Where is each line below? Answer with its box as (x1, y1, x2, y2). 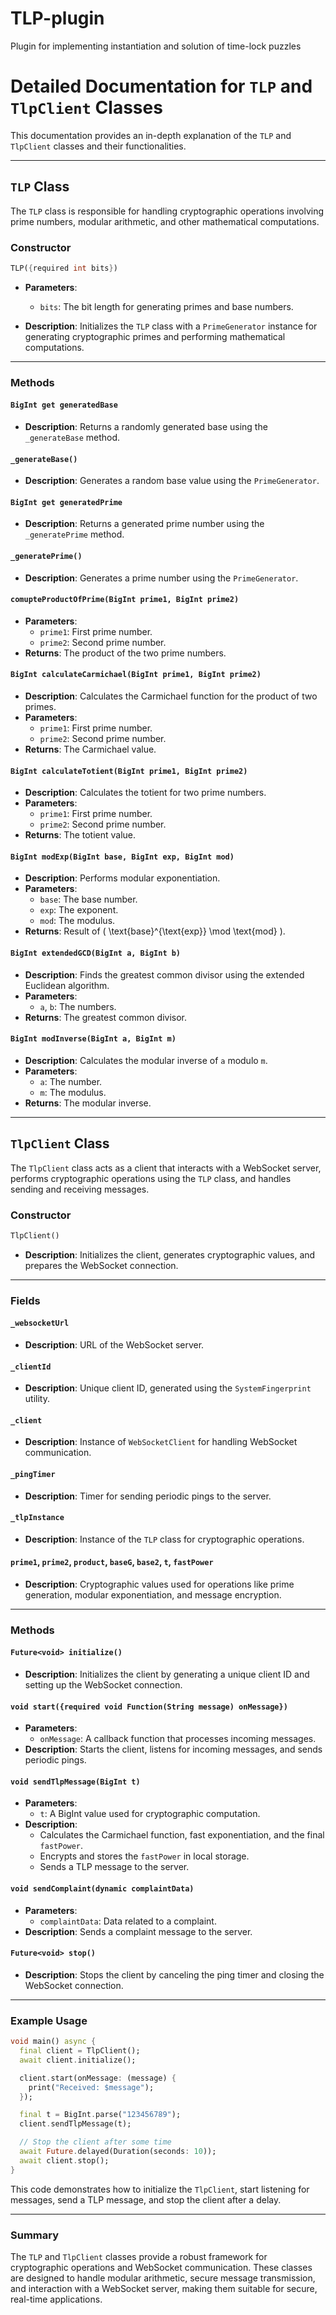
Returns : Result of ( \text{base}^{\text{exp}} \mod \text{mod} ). (24, 925, 286, 937)
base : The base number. (39, 893, 138, 906)
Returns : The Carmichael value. (24, 743, 157, 755)
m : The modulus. (39, 1086, 107, 1098)
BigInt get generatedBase (10, 400, 118, 411)
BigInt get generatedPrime (10, 497, 123, 507)
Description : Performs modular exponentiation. (24, 872, 221, 884)
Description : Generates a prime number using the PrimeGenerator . (24, 572, 299, 584)
